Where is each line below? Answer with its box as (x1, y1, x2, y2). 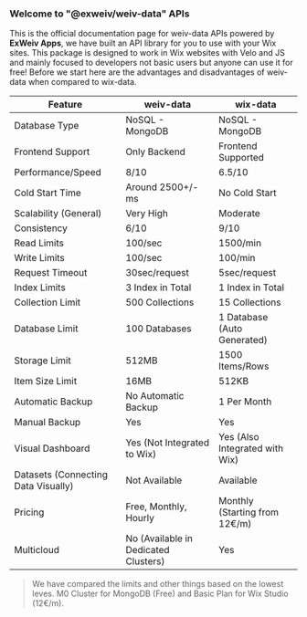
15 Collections (218, 296, 281, 308)
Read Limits (14, 236, 64, 249)
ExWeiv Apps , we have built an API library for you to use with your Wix (9, 37, 277, 48)
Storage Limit (14, 354, 71, 367)
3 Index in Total (125, 281, 192, 294)
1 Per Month (218, 395, 272, 408)
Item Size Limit (14, 375, 78, 388)
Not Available (125, 474, 183, 486)
